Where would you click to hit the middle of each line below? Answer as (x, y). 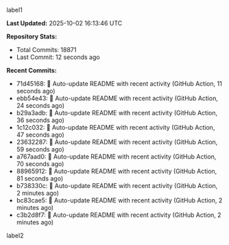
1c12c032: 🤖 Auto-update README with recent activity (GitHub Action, (116, 127)
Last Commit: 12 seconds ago (58, 57)
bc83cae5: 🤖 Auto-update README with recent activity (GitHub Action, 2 (119, 200)
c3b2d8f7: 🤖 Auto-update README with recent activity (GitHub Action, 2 (119, 215)
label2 (15, 235)
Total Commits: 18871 (46, 50)
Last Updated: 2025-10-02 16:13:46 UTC (64, 23)
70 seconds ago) (40, 164)
